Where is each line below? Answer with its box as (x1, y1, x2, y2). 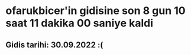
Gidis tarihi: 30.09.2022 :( (5, 40, 103, 50)
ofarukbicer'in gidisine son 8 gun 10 (5, 4, 186, 18)
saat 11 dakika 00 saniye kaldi (5, 16, 154, 30)
